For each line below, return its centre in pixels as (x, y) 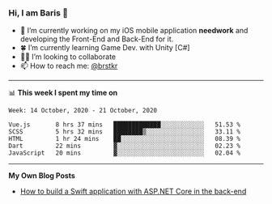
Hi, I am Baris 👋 (38, 13)
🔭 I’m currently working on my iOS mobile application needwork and (134, 31)
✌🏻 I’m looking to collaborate (68, 57)
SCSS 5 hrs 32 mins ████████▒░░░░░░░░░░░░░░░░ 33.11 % (125, 132)
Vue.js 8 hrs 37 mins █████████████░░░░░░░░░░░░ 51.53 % (125, 125)
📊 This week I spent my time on (63, 93)
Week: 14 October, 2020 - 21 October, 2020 (83, 111)
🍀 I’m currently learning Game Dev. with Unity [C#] (105, 48)
